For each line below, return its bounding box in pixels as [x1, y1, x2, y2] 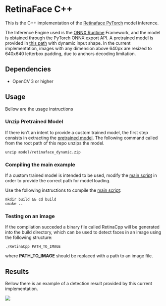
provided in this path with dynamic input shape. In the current [5, 40, 131, 46]
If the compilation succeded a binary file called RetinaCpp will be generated [5, 224, 160, 230]
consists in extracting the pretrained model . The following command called [5, 135, 158, 141]
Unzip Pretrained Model [5, 118, 63, 125]
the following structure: [5, 234, 53, 240]
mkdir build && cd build [5, 197, 56, 202]
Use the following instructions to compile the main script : [5, 187, 121, 193]
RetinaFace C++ [5, 3, 73, 15]
